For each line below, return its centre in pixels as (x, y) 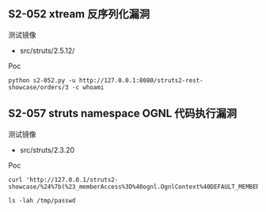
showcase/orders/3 (38, 87)
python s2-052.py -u (42, 80)
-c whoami (88, 87)
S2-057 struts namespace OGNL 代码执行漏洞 (123, 114)
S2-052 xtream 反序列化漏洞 (79, 14)
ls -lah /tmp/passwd (42, 200)
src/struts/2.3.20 (47, 150)
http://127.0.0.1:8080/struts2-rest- (141, 80)
